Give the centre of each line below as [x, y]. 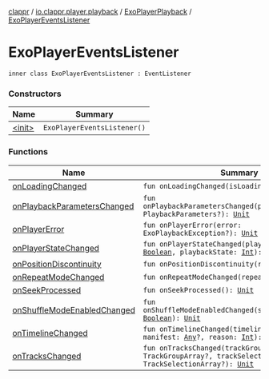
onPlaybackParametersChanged [73, 205]
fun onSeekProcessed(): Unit [199, 290]
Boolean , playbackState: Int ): [203, 252]
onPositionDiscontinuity [57, 264]
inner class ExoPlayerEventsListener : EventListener [100, 74]
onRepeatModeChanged [58, 277]
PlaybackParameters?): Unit [197, 214]
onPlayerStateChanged [56, 248]
